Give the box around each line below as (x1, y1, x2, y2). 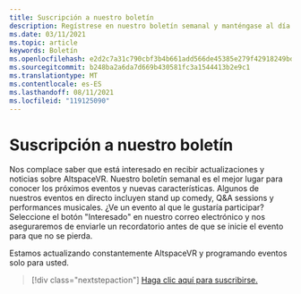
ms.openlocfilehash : (9, 55, 87, 63)
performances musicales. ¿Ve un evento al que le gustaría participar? (9, 202, 264, 213)
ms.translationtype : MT (9, 71, 99, 80)
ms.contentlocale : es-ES (9, 80, 102, 88)
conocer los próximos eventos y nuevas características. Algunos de (9, 183, 260, 194)
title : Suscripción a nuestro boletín (9, 13, 154, 22)
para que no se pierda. (9, 231, 93, 241)
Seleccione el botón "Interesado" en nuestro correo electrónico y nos (9, 212, 266, 223)
